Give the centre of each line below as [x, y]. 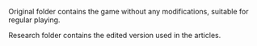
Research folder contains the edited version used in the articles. [115, 35]
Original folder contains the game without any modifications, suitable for [128, 11]
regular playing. [34, 20]
